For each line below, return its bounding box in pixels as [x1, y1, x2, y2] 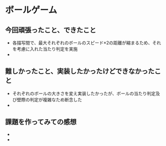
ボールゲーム [5, 4, 57, 16]
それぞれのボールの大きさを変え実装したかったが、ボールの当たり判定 [12, 90, 156, 97]
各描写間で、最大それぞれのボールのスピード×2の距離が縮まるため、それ [12, 40, 162, 46]
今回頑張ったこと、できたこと [5, 26, 97, 34]
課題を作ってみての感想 [5, 118, 77, 126]
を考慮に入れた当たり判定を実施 [12, 46, 78, 52]
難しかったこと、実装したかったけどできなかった [5, 67, 155, 76]
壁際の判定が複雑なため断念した [16, 97, 82, 102]
